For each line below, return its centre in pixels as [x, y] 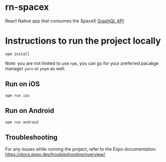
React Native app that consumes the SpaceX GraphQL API [64, 21]
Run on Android [30, 111]
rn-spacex [27, 7]
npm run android [22, 122]
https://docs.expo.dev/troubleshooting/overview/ [55, 155]
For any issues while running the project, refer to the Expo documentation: [81, 149]
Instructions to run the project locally [83, 41]
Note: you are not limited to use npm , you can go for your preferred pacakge [82, 63]
